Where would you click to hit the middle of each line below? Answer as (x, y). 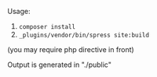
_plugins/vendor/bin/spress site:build (84, 35)
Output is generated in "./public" (59, 65)
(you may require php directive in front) (71, 49)
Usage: (19, 11)
